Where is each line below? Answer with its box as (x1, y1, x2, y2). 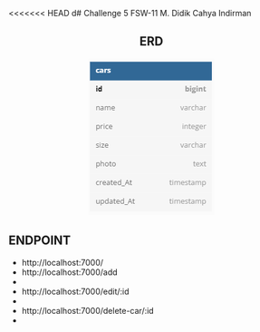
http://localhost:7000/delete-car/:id (21, 305, 155, 316)
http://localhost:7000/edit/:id (21, 286, 130, 297)
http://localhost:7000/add (21, 267, 119, 278)
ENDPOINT (8, 233, 72, 249)
